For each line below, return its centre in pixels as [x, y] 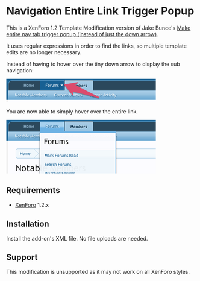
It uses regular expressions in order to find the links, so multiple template [96, 46]
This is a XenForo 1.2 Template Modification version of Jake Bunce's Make [98, 28]
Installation [28, 224]
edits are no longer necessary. [44, 52]
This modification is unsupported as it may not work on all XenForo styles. [98, 272]
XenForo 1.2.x [32, 205]
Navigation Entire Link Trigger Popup [100, 11]
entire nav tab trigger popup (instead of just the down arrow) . [82, 34]
